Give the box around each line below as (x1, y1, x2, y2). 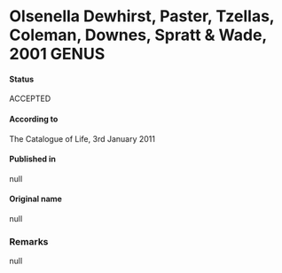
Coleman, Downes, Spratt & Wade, (9, 25, 268, 45)
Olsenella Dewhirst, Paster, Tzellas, (9, 6, 275, 27)
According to (9, 113, 59, 124)
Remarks (9, 235, 49, 247)
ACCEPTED (9, 93, 51, 104)
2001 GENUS (9, 44, 106, 64)
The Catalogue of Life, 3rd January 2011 (9, 133, 155, 144)
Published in (9, 153, 56, 165)
